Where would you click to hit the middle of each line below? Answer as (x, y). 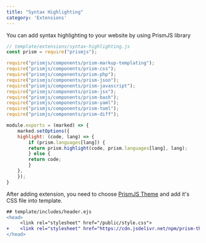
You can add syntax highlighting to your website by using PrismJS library (99, 35)
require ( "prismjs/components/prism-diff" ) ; (63, 114)
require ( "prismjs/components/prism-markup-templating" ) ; (81, 63)
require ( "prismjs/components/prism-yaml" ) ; (63, 103)
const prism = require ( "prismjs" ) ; (52, 52)
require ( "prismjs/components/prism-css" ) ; (61, 69)
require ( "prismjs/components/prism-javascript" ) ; (71, 86)
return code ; (45, 160)
